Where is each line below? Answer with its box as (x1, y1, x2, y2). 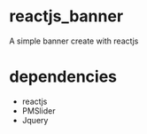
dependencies (9, 67, 118, 87)
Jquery (21, 114, 49, 125)
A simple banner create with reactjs (9, 35, 139, 46)
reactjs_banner (9, 6, 124, 27)
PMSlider (21, 105, 56, 116)
